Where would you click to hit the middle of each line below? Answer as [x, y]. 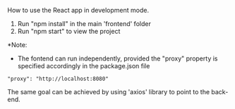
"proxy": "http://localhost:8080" [58, 79]
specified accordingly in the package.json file [84, 66]
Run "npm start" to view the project [69, 31]
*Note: [17, 45]
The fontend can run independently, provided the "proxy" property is [117, 58]
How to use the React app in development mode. [78, 10]
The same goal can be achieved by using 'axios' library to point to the [109, 92]
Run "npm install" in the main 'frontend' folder [84, 24]
